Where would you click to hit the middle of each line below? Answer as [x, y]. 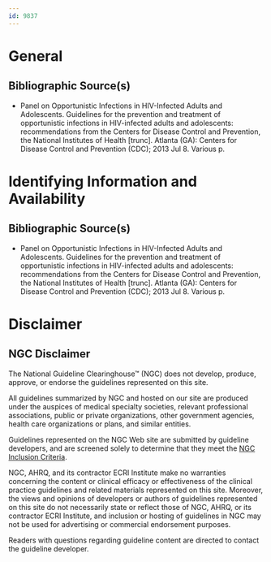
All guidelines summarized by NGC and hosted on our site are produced [129, 398]
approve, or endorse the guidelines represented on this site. [108, 382]
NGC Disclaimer [49, 354]
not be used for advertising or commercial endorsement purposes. [120, 524]
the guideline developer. [49, 548]
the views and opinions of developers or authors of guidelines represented [133, 498]
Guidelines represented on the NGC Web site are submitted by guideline [129, 439]
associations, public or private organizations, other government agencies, [131, 415]
